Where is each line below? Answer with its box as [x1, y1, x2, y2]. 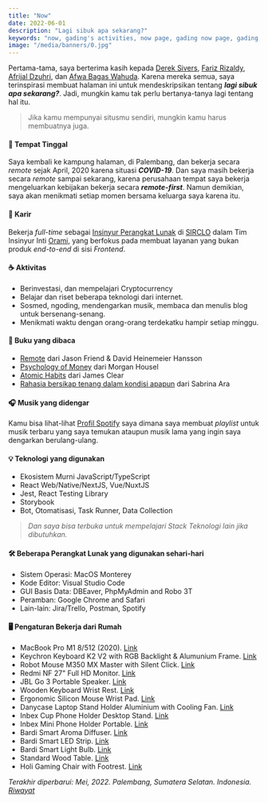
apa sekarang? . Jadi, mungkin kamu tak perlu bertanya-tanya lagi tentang [8, 89, 254, 98]
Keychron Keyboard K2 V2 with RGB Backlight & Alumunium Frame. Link [19, 651, 257, 661]
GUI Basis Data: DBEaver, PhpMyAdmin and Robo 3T [19, 586, 193, 595]
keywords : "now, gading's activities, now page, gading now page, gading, [8, 34, 262, 42]
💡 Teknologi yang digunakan [8, 453, 105, 463]
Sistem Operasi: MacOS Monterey [19, 569, 132, 579]
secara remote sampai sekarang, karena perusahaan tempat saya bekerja [8, 174, 250, 184]
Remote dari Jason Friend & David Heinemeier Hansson [19, 353, 203, 363]
